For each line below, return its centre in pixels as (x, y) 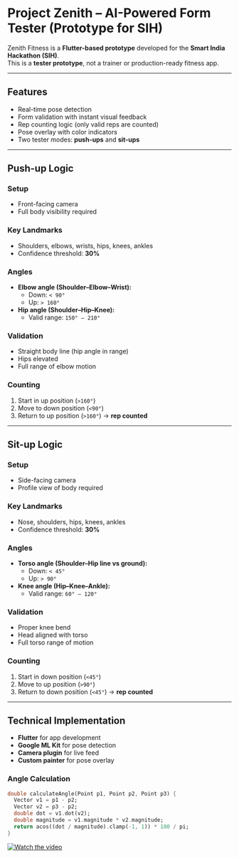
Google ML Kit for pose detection (67, 746)
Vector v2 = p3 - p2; (46, 807)
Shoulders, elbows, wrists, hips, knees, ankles (85, 245)
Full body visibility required (57, 212)
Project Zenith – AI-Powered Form (109, 13)
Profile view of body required (60, 488)
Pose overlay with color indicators (67, 132)
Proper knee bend (44, 627)
